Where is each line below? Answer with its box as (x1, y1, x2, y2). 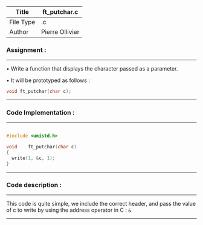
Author (9, 28, 29, 36)
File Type (9, 18, 36, 26)
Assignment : (6, 45, 47, 54)
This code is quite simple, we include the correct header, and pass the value (6, 200, 196, 208)
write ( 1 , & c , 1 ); (11, 155, 56, 162)
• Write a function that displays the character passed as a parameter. (6, 65, 178, 72)
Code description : (6, 180, 62, 189)
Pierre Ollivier (41, 28, 80, 36)
